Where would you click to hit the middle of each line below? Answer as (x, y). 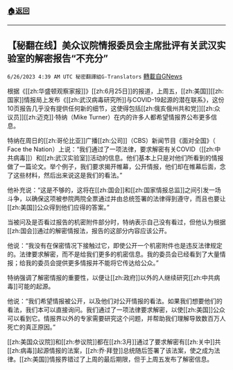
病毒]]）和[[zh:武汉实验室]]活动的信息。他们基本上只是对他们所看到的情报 (118, 158)
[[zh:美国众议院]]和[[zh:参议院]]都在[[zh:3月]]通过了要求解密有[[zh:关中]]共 (114, 342)
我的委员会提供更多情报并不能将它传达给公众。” (92, 263)
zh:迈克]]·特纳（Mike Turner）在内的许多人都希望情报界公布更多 (120, 117)
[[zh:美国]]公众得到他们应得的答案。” (58, 208)
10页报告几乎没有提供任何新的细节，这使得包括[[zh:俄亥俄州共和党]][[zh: (111, 108)
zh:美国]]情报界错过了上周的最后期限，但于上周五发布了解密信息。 (119, 360)
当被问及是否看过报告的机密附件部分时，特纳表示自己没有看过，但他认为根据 (116, 222)
